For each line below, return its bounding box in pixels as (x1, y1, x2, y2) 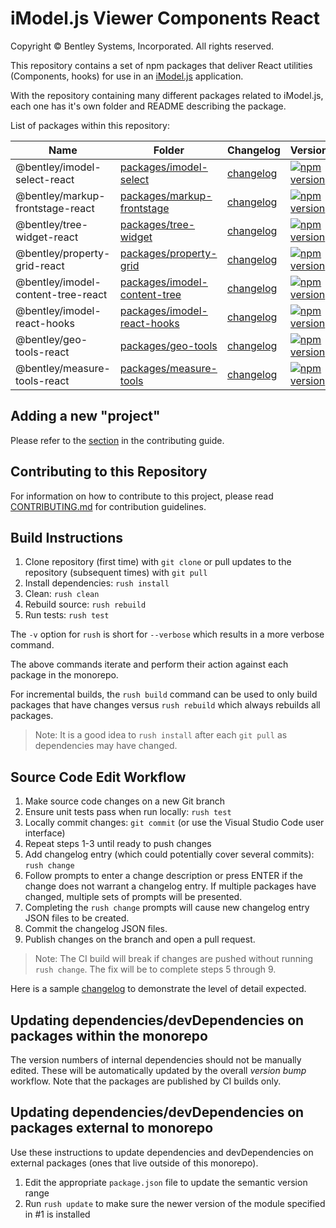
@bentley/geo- (15, 332, 88, 346)
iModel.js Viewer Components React (10, 7, 321, 30)
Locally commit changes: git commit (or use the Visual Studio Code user (24, 817, 325, 829)
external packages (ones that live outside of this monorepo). (10, 1157, 259, 1169)
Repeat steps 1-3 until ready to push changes (24, 838, 212, 850)
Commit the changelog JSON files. (24, 923, 168, 935)
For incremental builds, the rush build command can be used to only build (10, 688, 318, 701)
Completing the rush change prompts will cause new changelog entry (24, 902, 310, 914)
